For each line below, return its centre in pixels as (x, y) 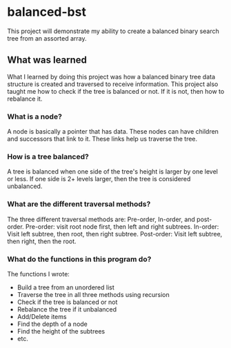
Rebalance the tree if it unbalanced (67, 309)
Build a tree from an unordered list (66, 287)
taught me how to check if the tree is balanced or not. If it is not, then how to (116, 91)
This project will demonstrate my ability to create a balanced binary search (113, 31)
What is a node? (34, 116)
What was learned (47, 60)
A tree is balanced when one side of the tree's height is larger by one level (113, 172)
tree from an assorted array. (47, 38)
